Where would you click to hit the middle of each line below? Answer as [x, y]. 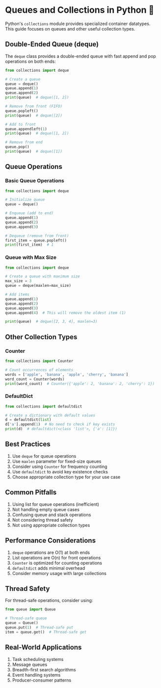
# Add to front [21, 124]
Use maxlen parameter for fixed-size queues [57, 461]
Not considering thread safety [42, 520]
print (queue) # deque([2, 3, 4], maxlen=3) [51, 322]
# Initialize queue [25, 200]
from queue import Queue [30, 609]
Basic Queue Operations [35, 181]
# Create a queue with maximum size [42, 276]
